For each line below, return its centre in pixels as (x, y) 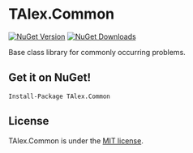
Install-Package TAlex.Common (60, 96)
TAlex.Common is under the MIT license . (76, 140)
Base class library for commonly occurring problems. (97, 52)
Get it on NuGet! (50, 78)
